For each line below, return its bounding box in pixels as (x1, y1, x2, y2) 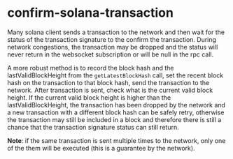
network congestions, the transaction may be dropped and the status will (7, 43, 218, 51)
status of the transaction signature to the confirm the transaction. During (7, 35, 217, 43)
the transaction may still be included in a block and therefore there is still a (7, 115, 222, 123)
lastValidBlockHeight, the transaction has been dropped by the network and (7, 100, 226, 109)
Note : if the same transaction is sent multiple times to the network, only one (7, 136, 226, 144)
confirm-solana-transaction (7, 5, 174, 21)
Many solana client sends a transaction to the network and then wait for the (7, 28, 225, 36)
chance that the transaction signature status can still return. (7, 123, 180, 131)
